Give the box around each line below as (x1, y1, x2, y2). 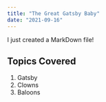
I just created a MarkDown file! (7, 35, 94, 43)
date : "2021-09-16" (7, 17, 63, 23)
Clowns (17, 81, 39, 90)
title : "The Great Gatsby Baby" (7, 10, 100, 17)
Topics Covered (7, 55, 76, 67)
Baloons (17, 88, 41, 96)
